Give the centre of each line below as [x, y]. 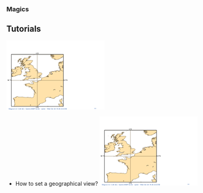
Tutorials [24, 29]
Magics [18, 9]
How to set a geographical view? [56, 183]
